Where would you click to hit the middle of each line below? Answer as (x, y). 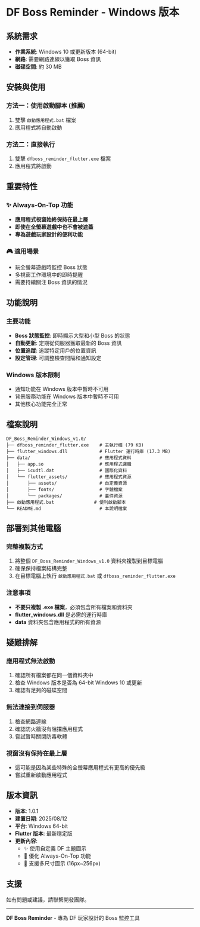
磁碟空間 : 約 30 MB (38, 67)
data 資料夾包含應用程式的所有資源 (58, 622)
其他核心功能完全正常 (41, 403)
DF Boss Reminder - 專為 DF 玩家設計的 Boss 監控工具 (73, 917)
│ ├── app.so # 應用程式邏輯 (69, 464)
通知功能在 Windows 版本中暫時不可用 (62, 388)
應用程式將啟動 (33, 166)
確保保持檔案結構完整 (41, 568)
